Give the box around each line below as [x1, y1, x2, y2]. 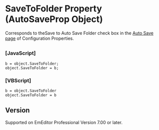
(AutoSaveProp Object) [5, 13, 103, 25]
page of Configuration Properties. [5, 35, 74, 41]
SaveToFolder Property [5, 3, 102, 14]
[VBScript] [5, 77, 31, 84]
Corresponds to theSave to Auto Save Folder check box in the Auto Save [5, 30, 154, 36]
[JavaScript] [5, 50, 36, 57]
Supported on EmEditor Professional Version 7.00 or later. [5, 119, 123, 125]
